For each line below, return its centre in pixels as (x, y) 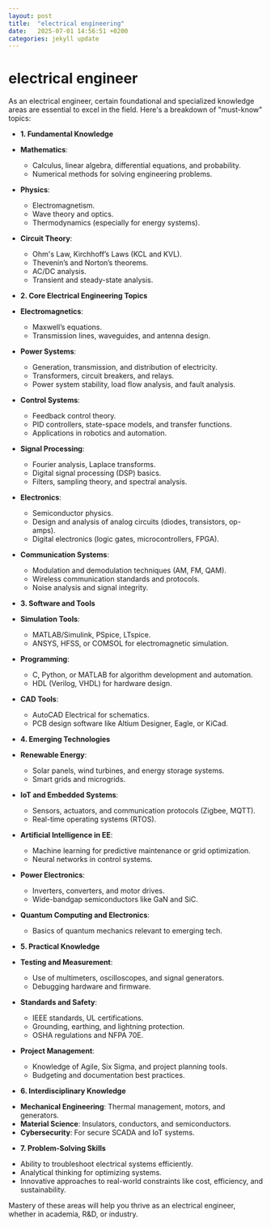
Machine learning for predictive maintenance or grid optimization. (141, 851)
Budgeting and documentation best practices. (108, 1075)
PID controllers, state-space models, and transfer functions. (132, 425)
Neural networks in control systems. (92, 860)
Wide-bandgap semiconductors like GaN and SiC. (115, 899)
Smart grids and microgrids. (79, 779)
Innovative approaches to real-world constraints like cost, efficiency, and (142, 1182)
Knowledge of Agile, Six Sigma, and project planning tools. (130, 1066)
